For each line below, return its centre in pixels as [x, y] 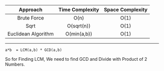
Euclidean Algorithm [31, 34]
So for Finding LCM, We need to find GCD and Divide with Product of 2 [76, 59]
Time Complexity [79, 10]
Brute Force [31, 18]
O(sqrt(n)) [79, 26]
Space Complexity [126, 10]
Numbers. [15, 64]
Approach [31, 10]
